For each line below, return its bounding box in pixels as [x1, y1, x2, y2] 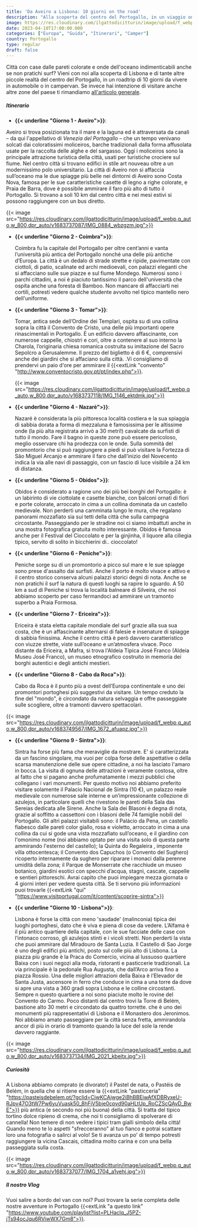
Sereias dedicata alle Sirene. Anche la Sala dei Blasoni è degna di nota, [14, 805, 187, 812]
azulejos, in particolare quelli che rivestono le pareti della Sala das [14, 798, 176, 805]
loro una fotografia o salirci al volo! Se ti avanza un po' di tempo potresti [6, 1131, 181, 1138]
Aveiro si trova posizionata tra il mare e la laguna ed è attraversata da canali [6, 128, 190, 135]
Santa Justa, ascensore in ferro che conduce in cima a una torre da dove [14, 978, 192, 985]
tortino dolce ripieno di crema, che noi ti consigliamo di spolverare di [6, 1112, 173, 1119]
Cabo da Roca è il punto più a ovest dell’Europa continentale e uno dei [14, 682, 186, 689]
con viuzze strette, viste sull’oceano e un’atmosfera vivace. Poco [14, 640, 172, 647]
